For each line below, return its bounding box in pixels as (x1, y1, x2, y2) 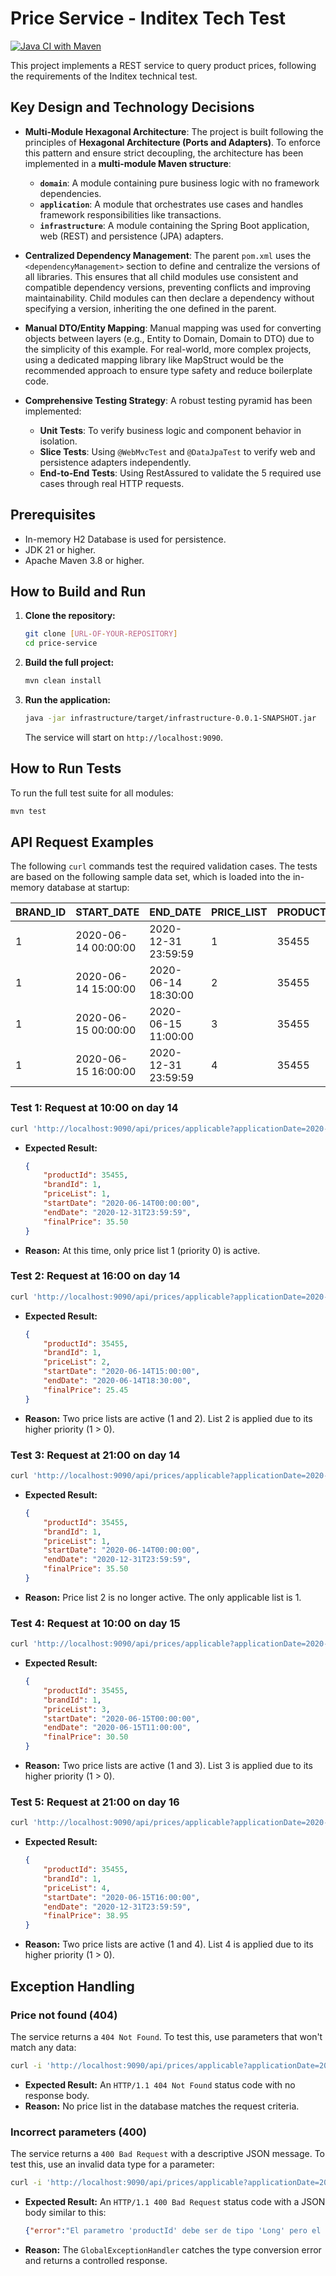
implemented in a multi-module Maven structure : (24, 157, 232, 169)
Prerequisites (10, 507, 96, 524)
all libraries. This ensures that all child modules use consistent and (24, 270, 299, 282)
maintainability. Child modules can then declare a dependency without (24, 292, 315, 304)
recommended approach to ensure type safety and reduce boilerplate (24, 364, 313, 376)
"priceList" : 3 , (43, 1704, 111, 1714)
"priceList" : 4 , (43, 1883, 111, 1893)
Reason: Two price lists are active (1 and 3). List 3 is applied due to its (24, 1760, 313, 1772)
